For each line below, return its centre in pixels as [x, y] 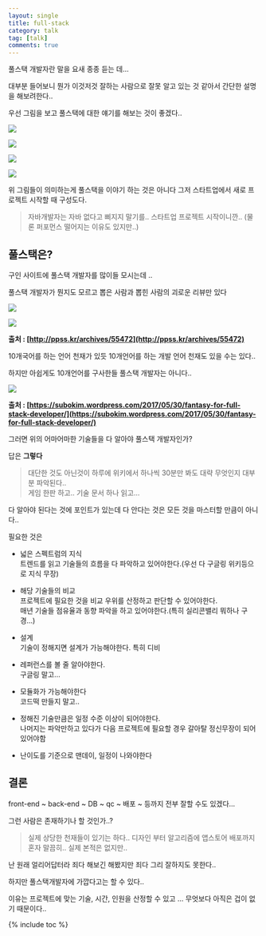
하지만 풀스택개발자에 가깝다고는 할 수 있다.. [76, 881]
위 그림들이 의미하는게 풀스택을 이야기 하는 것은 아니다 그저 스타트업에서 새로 [127, 190]
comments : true [33, 46]
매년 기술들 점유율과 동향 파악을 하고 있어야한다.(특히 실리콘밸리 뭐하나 [129, 610]
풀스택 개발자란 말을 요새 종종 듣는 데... [68, 69]
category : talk [33, 30]
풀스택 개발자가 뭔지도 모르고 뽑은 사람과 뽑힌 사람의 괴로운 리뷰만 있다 [117, 292]
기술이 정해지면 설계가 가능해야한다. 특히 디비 [90, 647]
